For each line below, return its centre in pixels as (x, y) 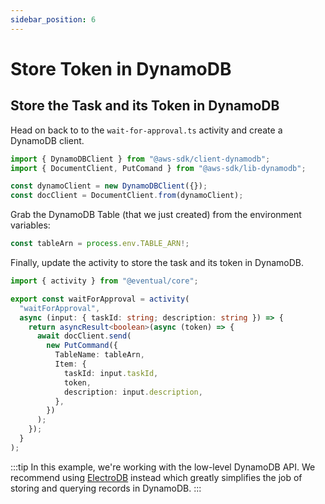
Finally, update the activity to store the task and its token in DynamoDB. (157, 262)
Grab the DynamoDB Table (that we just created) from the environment (156, 215)
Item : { (70, 364)
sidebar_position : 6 (53, 19)
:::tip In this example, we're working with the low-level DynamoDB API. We (163, 467)
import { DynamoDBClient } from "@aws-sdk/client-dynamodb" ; (140, 159)
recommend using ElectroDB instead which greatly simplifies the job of (156, 477)
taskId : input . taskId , (111, 373)
